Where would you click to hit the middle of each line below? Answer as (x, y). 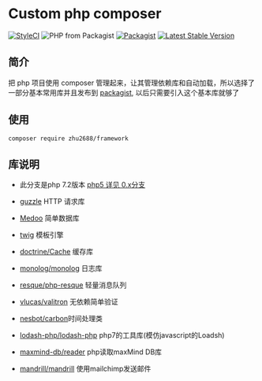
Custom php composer (85, 14)
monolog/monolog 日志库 (61, 268)
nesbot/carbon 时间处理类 (61, 319)
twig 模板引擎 (41, 235)
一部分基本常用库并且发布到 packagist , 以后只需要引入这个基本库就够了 (124, 92)
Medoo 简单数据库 (49, 218)
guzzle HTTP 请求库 (52, 202)
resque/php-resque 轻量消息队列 (73, 285)
